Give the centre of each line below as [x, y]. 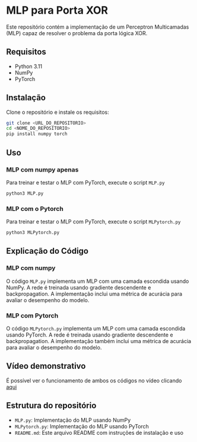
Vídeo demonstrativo [46, 366]
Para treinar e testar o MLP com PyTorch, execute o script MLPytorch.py [93, 222]
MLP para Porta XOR [57, 10]
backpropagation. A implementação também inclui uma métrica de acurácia [99, 341]
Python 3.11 [28, 66]
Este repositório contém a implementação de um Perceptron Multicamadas [98, 27]
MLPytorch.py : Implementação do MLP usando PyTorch [82, 426]
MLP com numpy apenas [42, 169]
